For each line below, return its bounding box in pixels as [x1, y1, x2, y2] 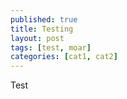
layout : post [10, 33, 65, 43]
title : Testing [10, 24, 74, 34]
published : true [10, 14, 78, 25]
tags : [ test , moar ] [10, 42, 92, 53]
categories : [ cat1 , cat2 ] [10, 52, 118, 62]
